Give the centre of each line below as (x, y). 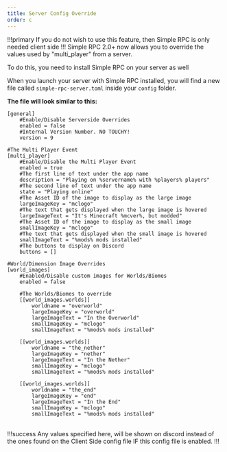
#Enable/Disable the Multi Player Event (78, 162)
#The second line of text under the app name (86, 186)
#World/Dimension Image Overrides (57, 264)
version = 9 (36, 138)
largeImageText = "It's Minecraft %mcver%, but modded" (101, 216)
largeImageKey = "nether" (69, 354)
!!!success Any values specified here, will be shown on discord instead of (111, 433)
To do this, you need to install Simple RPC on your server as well (98, 67)
